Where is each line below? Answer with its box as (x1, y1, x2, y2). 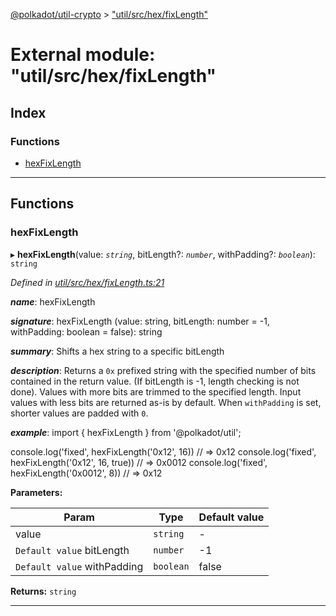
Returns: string (10, 585, 77, 597)
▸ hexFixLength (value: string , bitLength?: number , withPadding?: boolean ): (10, 248, 316, 260)
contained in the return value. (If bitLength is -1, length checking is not (10, 375, 300, 387)
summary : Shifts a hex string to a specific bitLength (10, 345, 225, 357)
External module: (10, 44, 156, 66)
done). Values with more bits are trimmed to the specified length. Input (10, 385, 302, 398)
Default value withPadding (15, 559, 144, 573)
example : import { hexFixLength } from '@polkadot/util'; (10, 426, 242, 438)
